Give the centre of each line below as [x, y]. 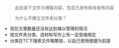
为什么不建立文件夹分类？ [41, 18]
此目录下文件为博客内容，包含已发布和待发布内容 [64, 8]
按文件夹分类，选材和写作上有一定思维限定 [53, 35]
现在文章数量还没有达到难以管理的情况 [48, 28]
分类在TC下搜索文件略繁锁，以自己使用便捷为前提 [60, 41]
